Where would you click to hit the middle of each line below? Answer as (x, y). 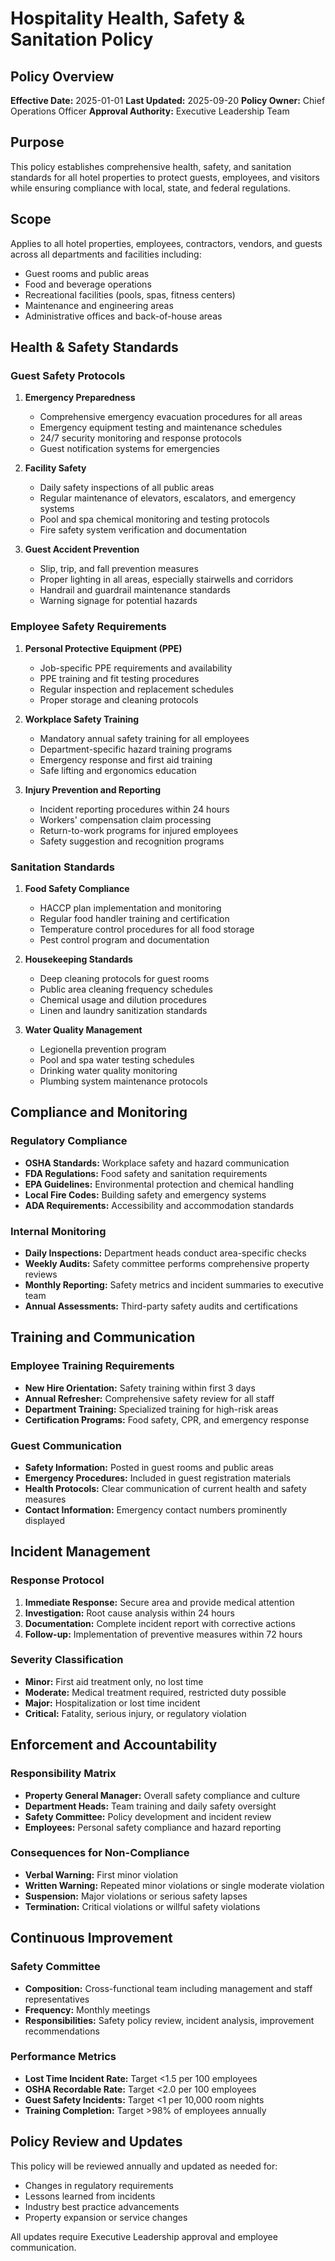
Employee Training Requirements (92, 1366)
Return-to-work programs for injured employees (139, 830)
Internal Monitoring (58, 1231)
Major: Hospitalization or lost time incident (112, 1703)
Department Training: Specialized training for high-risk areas (151, 1409)
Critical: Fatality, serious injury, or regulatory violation (135, 1713)
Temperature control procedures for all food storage (147, 929)
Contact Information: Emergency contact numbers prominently (156, 1509)
